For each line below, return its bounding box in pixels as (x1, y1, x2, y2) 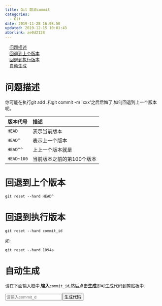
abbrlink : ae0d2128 (5, 30, 45, 35)
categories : (5, 12, 30, 17)
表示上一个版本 (32, 137, 67, 144)
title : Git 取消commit (5, 7, 50, 12)
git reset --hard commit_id (5, 228, 63, 233)
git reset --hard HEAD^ (5, 193, 54, 199)
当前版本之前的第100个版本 (32, 155, 97, 162)
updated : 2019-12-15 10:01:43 (5, 26, 67, 31)
